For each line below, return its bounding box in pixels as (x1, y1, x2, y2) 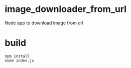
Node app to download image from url (5, 20, 84, 26)
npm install (5, 54, 30, 59)
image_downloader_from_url (5, 3, 126, 15)
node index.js (5, 58, 35, 63)
